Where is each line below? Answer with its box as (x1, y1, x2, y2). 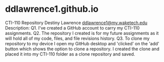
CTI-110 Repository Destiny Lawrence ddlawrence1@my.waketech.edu (5, 20, 148, 26)
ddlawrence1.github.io (5, 3, 99, 15)
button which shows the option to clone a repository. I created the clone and (5, 46, 160, 52)
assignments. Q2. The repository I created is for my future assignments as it (5, 30, 159, 36)
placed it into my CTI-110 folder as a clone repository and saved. (5, 51, 136, 57)
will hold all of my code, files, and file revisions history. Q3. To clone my (5, 35, 150, 41)
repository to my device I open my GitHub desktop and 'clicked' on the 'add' (5, 40, 160, 46)
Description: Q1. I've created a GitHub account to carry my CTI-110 (5, 25, 140, 31)
